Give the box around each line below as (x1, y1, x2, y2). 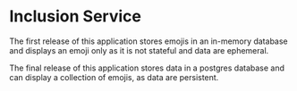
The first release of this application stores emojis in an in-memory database (9, 36, 288, 46)
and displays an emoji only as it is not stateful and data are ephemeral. (9, 45, 269, 55)
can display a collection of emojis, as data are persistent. (9, 71, 219, 82)
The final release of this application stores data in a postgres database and (9, 62, 284, 73)
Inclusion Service (9, 6, 141, 27)
